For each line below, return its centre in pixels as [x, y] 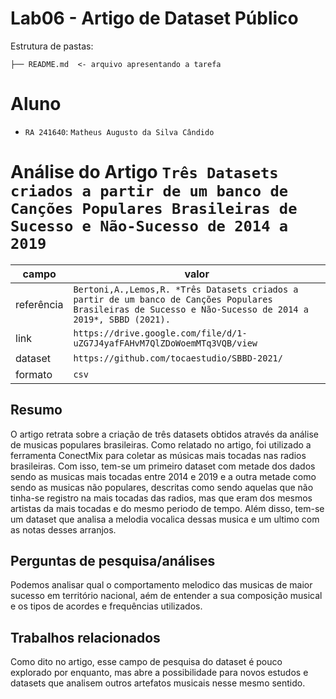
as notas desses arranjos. [63, 529]
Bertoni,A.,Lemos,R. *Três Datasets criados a [186, 289]
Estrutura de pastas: [52, 46]
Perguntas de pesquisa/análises [113, 561]
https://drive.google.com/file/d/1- [160, 333]
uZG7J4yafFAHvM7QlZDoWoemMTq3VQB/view [165, 343]
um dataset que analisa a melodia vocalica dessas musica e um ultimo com [165, 519]
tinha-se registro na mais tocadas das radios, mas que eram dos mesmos [161, 498]
